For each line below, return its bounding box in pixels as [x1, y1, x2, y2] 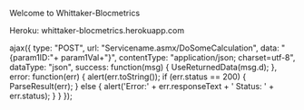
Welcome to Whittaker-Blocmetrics [9, 8, 141, 18]
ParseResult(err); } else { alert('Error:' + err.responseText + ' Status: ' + [9, 81, 275, 91]
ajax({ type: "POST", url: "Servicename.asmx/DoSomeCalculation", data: [9, 42, 279, 53]
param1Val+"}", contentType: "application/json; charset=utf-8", [60, 52, 296, 62]
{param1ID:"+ [9, 52, 59, 62]
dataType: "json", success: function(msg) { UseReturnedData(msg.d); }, [9, 62, 278, 72]
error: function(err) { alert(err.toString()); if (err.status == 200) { [9, 71, 247, 82]
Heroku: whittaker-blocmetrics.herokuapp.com [9, 25, 184, 35]
